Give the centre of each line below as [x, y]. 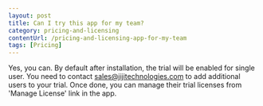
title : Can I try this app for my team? [77, 23]
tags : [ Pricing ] [35, 45]
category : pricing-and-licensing [64, 30]
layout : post [30, 16]
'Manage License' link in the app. [63, 93]
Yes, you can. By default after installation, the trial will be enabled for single [131, 68]
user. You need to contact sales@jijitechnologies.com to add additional [124, 77]
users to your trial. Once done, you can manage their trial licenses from [125, 85]
